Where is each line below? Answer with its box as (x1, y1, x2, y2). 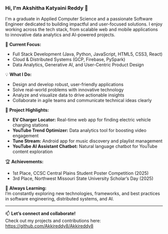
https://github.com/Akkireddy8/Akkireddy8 (5, 223, 94, 229)
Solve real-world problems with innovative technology (12, 87, 124, 93)
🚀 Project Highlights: (5, 107, 49, 113)
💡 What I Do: (5, 71, 32, 77)
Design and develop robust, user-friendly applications (12, 81, 124, 87)
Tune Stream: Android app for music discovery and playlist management (12, 138, 162, 144)
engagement (12, 132, 39, 139)
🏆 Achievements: (5, 158, 44, 164)
